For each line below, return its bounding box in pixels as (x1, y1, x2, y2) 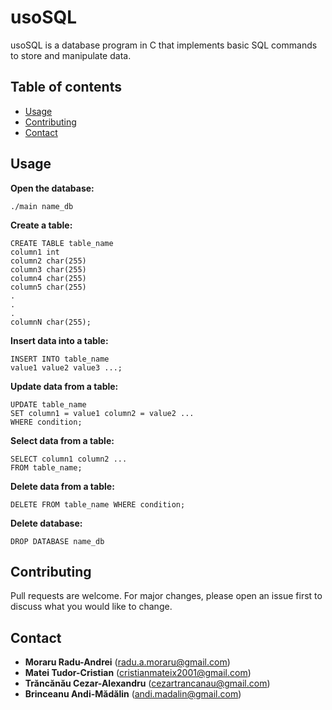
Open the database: (10, 182, 95, 194)
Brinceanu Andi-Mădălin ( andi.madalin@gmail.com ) (24, 688, 242, 700)
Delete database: (10, 517, 83, 529)
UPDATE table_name (10, 399, 87, 410)
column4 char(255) (10, 273, 87, 283)
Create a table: (10, 219, 73, 231)
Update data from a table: (10, 380, 119, 392)
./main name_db (10, 201, 74, 211)
